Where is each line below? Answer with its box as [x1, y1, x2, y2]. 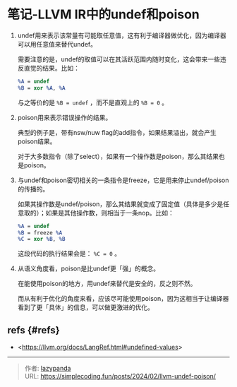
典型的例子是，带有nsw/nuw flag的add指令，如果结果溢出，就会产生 [17, 128, 217, 136]
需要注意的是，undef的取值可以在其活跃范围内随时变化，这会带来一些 [17, 54, 221, 64]
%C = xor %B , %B [17, 236, 66, 243]
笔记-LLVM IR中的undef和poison [7, 6, 200, 23]
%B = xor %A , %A [17, 84, 66, 92]
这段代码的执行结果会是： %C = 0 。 [17, 249, 121, 258]
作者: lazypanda [24, 364, 71, 373]
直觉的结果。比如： [23, 64, 80, 72]
